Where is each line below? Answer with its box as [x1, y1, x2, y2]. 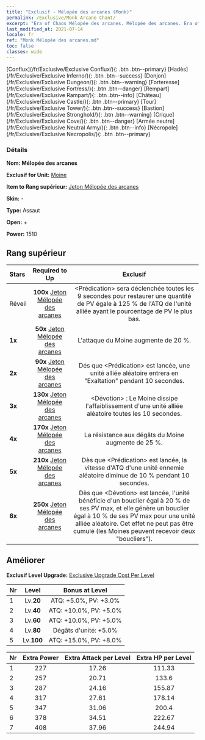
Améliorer [6, 555, 45, 565]
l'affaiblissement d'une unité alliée [85, 401, 184, 410]
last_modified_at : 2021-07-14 [6, 26, 84, 32]
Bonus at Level [63, 586, 107, 594]
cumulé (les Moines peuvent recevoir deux [73, 526, 196, 535]
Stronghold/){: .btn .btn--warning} [67, 111, 153, 118]
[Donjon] [144, 71, 167, 79]
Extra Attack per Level [64, 653, 131, 662]
